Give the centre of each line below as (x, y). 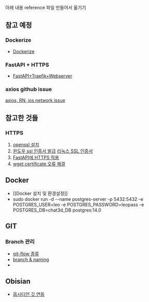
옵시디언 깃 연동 (29, 294)
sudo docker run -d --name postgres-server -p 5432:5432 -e (78, 199)
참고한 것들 (22, 118)
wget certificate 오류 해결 (39, 164)
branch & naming (31, 260)
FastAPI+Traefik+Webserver (42, 75)
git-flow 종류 (26, 254)
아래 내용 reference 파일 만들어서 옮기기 (46, 7)
